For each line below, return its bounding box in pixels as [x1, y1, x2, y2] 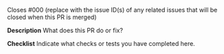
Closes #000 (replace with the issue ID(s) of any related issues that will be [7, 6, 218, 14]
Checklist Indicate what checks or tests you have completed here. [7, 40, 196, 47]
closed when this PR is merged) [7, 13, 98, 21]
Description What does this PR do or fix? [7, 27, 124, 34]
